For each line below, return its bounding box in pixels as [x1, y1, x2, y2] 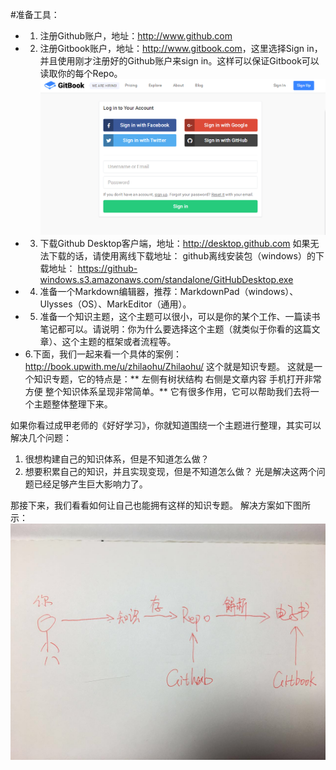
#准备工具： [10, 9, 60, 20]
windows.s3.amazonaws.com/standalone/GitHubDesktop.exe [39, 274, 294, 286]
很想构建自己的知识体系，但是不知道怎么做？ [24, 453, 210, 465]
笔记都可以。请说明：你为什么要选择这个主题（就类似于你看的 [39, 323, 295, 335]
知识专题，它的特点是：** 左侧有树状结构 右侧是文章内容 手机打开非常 [33, 373, 322, 385]
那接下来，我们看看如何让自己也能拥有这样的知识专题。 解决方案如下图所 [10, 499, 311, 512]
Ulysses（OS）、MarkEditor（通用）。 [39, 298, 192, 310]
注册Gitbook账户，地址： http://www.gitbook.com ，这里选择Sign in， [39, 43, 323, 54]
